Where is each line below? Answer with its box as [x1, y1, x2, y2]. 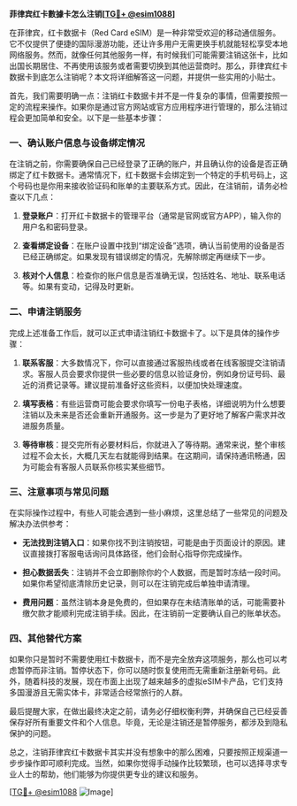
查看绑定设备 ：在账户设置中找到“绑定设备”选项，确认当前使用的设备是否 [21, 241, 286, 251]
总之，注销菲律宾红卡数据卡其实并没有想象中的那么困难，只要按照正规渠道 [9, 747, 280, 757]
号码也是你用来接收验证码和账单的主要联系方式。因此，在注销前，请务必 [16, 180, 280, 191]
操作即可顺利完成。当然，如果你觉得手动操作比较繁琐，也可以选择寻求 [24, 758, 280, 769]
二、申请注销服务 [9, 305, 82, 318]
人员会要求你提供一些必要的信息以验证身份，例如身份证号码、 [52, 368, 278, 379]
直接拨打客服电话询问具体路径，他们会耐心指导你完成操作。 [29, 548, 247, 558]
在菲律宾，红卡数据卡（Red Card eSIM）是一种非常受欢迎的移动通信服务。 [9, 27, 281, 38]
